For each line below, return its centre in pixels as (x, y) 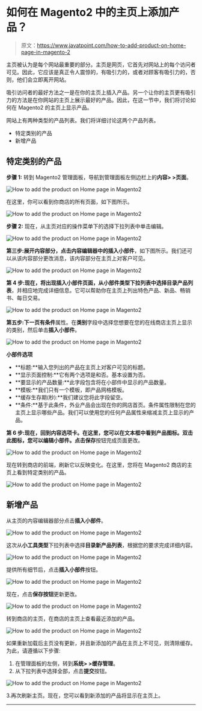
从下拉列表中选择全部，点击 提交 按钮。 (62, 671)
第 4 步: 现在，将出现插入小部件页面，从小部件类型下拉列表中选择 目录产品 (97, 283)
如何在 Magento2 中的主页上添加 (88, 12)
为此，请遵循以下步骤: (34, 650)
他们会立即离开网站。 (43, 80)
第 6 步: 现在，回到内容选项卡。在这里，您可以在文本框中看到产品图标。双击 (100, 432)
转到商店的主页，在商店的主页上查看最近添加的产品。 (72, 618)
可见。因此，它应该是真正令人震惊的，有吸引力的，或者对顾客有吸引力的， (98, 72)
